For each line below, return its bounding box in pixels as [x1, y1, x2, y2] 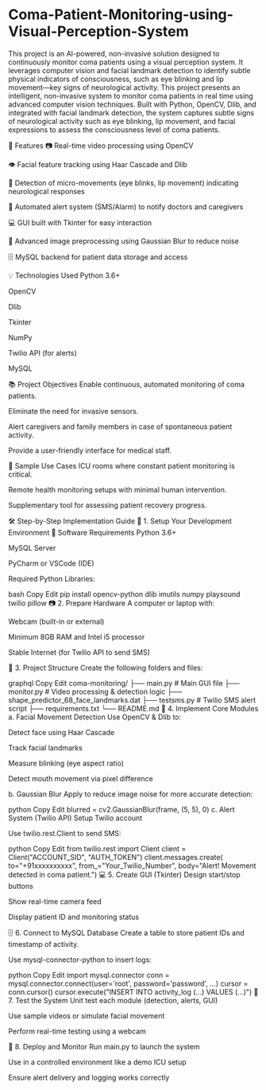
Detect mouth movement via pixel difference [8, 773, 153, 783]
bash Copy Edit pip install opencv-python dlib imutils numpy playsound [8, 589, 241, 598]
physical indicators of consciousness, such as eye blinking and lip [8, 74, 225, 84]
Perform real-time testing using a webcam [8, 1026, 147, 1036]
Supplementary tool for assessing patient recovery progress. [8, 500, 207, 510]
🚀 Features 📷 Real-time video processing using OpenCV [8, 141, 194, 150]
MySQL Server [8, 543, 56, 552]
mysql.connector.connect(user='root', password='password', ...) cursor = [8, 979, 249, 988]
